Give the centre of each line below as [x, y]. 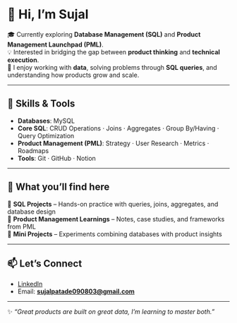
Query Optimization [46, 135]
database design [32, 212]
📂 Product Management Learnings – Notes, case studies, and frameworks [116, 219]
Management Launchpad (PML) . [55, 44]
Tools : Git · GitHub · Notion [57, 158]
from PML [22, 226]
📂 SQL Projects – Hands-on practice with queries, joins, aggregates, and [113, 204]
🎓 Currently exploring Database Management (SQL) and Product [104, 34]
